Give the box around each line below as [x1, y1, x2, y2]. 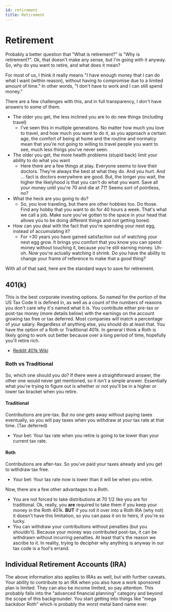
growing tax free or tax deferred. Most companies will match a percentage [5, 316, 163, 322]
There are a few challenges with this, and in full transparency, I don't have [5, 98, 162, 105]
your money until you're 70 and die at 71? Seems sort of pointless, [20, 185, 160, 191]
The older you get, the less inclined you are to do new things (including [12, 114, 163, 120]
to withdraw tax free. [5, 466, 50, 472]
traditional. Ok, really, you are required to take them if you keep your [12, 501, 158, 508]
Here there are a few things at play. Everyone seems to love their [20, 163, 158, 169]
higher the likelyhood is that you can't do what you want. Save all [20, 179, 158, 185]
